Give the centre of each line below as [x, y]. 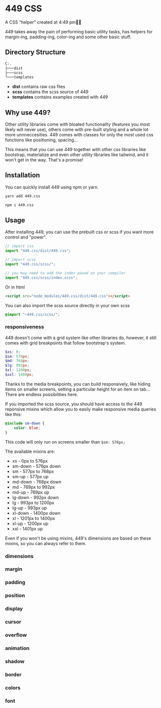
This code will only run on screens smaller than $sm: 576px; [65, 442]
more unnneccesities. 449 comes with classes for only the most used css [79, 135]
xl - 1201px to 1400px [34, 518]
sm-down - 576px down [36, 466]
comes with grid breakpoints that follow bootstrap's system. [66, 343]
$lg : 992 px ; [17, 366]
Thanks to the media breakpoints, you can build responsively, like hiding [78, 384]
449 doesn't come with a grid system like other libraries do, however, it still [81, 338]
